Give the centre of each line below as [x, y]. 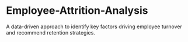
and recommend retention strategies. [51, 32]
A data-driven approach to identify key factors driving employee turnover [94, 26]
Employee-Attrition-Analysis [77, 11]
